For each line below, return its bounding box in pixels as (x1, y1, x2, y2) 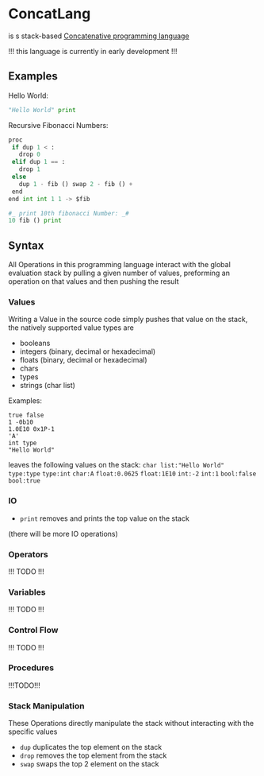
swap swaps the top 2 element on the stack (19, 759, 159, 769)
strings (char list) (19, 381, 75, 390)
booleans (19, 339, 51, 348)
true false (8, 411, 44, 420)
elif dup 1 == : (11, 158, 66, 166)
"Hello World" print (8, 106, 77, 114)
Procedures (8, 662, 54, 673)
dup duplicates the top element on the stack (19, 743, 163, 752)
